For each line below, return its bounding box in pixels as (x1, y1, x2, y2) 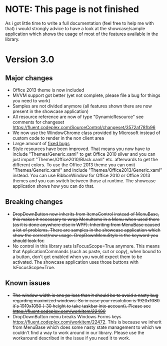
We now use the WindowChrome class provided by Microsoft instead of (12, 130, 160, 136)
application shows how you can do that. (12, 183, 95, 189)
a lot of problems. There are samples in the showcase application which (12, 227, 161, 233)
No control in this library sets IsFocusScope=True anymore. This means (12, 243, 160, 249)
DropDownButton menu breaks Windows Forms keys (12, 313, 121, 319)
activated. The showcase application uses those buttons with (12, 259, 139, 265)
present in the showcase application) (12, 108, 89, 114)
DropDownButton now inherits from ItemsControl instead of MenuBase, (12, 211, 159, 217)
